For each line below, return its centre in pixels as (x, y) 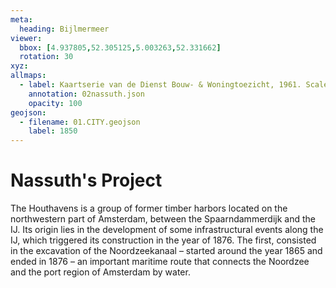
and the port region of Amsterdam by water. (100, 272)
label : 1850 (53, 131)
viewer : (26, 38)
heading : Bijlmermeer (64, 29)
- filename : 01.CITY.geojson (80, 122)
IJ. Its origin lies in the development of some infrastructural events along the (167, 230)
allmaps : (28, 76)
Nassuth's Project (86, 180)
